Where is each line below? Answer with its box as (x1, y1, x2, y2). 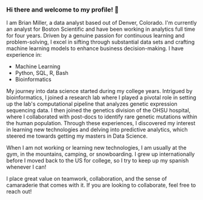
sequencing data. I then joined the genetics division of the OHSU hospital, (6, 107, 191, 114)
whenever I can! (6, 163, 47, 171)
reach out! (6, 188, 32, 195)
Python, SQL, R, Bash (15, 69, 68, 77)
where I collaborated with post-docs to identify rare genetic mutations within (6, 113, 198, 120)
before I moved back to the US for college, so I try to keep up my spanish (6, 157, 189, 164)
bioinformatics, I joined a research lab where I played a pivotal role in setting (6, 94, 197, 102)
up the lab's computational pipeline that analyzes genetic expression (6, 100, 178, 108)
